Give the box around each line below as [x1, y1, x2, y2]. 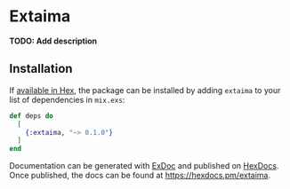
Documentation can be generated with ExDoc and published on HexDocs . [9, 161, 279, 171]
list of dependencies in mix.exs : [9, 94, 125, 105]
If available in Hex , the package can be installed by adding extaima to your [9, 84, 281, 95]
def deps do [9, 111, 53, 121]
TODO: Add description [9, 35, 98, 46]
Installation [9, 61, 73, 76]
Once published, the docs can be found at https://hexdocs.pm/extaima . [9, 170, 271, 181]
